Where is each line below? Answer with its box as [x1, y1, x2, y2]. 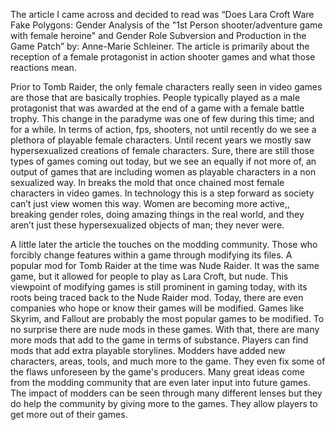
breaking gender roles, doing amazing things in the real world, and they [10, 209, 305, 220]
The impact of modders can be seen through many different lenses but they [10, 387, 323, 399]
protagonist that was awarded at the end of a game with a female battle [10, 102, 305, 114]
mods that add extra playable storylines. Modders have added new [10, 345, 286, 356]
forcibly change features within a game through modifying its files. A [10, 249, 293, 261]
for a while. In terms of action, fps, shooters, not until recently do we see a [10, 124, 317, 135]
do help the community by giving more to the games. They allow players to [10, 398, 318, 409]
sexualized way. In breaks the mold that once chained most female [10, 177, 285, 188]
